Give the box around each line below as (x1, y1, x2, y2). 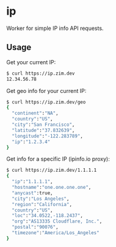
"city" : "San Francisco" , (12, 122, 75, 128)
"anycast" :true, (12, 190, 53, 196)
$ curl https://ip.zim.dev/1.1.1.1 (6, 167, 97, 174)
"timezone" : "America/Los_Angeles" (12, 230, 100, 236)
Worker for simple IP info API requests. (6, 24, 104, 32)
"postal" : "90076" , (12, 224, 59, 230)
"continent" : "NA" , (12, 110, 59, 117)
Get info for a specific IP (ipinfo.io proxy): (6, 155, 110, 163)
